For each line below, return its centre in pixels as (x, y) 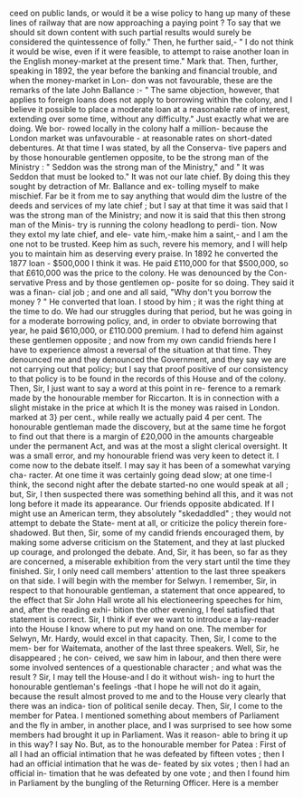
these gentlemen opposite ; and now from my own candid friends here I (143, 340)
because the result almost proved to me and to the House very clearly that (148, 696)
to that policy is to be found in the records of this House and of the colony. (148, 379)
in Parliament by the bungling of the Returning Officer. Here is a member (144, 783)
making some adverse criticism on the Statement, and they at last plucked (147, 542)
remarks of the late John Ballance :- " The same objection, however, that (144, 90)
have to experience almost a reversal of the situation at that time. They (141, 350)
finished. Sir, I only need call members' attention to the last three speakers (148, 571)
